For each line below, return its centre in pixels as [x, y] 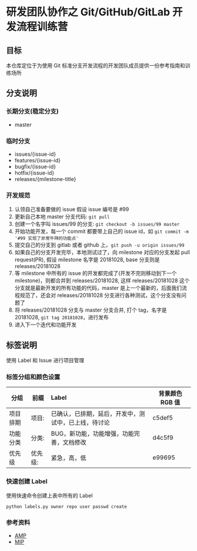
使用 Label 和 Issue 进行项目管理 [45, 360]
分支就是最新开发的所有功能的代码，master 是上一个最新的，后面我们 [98, 288]
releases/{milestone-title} [45, 179]
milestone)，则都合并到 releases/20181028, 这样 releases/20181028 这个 [102, 280]
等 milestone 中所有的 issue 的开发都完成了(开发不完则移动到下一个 [96, 273]
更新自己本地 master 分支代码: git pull [62, 217]
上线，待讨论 [92, 423]
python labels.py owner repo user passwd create [67, 506]
